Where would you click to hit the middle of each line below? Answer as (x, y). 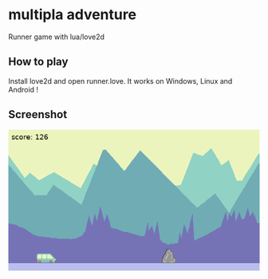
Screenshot (38, 114)
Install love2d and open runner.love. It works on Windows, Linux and (120, 81)
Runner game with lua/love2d (57, 37)
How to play (38, 62)
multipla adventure (73, 15)
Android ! (23, 89)
